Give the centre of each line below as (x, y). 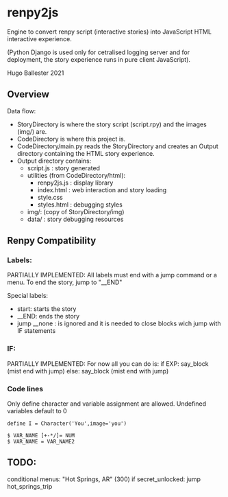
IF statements (36, 331)
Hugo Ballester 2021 (36, 73)
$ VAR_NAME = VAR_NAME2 (41, 442)
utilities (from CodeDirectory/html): (76, 175)
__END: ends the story (48, 316)
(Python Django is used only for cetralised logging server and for (99, 52)
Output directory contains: (54, 161)
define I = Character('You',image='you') (67, 424)
